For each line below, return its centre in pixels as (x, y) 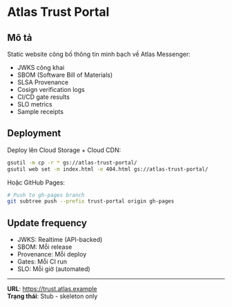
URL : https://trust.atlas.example (52, 289)
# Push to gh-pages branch (46, 195)
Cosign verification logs (51, 90)
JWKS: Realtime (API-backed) (60, 240)
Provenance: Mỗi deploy (52, 254)
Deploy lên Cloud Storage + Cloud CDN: (64, 150)
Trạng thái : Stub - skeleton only (52, 296)
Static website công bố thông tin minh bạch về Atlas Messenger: (99, 54)
